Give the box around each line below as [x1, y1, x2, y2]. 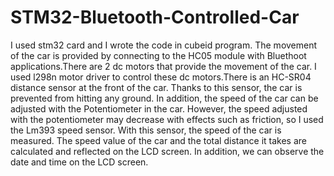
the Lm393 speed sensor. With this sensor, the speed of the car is [10, 124, 282, 136]
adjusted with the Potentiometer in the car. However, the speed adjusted [10, 102, 308, 115]
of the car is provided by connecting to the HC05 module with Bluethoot [10, 49, 307, 61]
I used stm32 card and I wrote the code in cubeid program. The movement [10, 39, 318, 51]
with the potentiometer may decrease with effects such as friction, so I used [10, 113, 324, 125]
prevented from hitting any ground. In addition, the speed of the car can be [10, 92, 319, 104]
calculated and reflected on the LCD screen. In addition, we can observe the [10, 145, 325, 157]
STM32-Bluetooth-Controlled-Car [10, 6, 300, 29]
